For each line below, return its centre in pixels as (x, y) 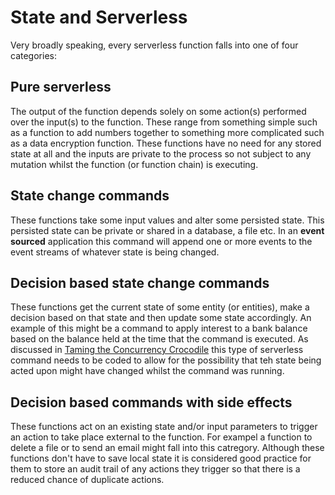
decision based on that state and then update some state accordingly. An (161, 318)
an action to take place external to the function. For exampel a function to (161, 437)
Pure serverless (61, 87)
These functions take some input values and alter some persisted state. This (167, 220)
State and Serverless (99, 17)
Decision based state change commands (140, 282)
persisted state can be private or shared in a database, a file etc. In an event (167, 230)
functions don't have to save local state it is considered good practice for (161, 458)
